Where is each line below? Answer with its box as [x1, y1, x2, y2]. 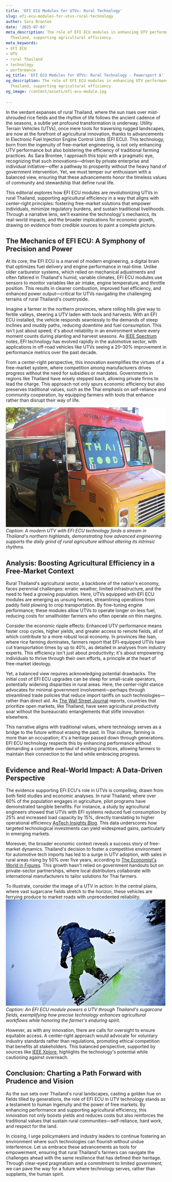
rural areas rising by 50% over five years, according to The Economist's [6, 857, 157, 863]
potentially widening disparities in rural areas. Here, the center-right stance [6, 681, 164, 687]
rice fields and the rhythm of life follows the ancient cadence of [27, 114, 160, 120]
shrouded [6, 114, 26, 120]
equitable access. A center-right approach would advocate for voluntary [6, 1032, 158, 1039]
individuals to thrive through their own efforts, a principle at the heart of [6, 655, 156, 661]
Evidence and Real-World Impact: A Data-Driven [6, 766, 163, 774]
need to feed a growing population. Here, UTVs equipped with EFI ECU [6, 591, 155, 597]
